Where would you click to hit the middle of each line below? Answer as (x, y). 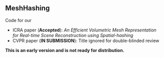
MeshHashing (28, 8)
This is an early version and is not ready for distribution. (65, 50)
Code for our (18, 20)
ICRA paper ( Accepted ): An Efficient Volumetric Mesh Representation (84, 30)
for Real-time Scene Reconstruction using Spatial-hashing (73, 35)
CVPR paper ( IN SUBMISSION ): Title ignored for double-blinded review (86, 40)
